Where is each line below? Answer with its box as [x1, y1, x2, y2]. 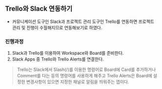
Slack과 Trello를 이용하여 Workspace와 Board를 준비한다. [12, 50, 124, 56]
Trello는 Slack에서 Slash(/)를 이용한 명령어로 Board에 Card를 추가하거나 [17, 67, 156, 72]
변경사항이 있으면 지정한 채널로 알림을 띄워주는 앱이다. [26, 79, 129, 85]
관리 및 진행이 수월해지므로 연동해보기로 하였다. [12, 24, 102, 30]
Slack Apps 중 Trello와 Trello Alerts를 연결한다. [12, 56, 104, 62]
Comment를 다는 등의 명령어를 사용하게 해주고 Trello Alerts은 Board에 [17, 73, 152, 79]
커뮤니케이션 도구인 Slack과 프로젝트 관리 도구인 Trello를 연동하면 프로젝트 [12, 19, 155, 24]
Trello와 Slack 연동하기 [5, 4, 73, 13]
